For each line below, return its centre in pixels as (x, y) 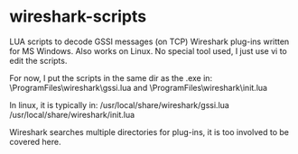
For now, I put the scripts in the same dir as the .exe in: (111, 77)
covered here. (35, 141)
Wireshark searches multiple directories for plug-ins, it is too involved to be (149, 131)
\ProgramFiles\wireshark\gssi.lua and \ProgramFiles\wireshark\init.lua (139, 87)
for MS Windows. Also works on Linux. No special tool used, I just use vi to (148, 50)
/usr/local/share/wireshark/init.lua (72, 114)
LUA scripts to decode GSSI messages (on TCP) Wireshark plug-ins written (149, 41)
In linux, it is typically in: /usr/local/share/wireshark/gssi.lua (120, 104)
